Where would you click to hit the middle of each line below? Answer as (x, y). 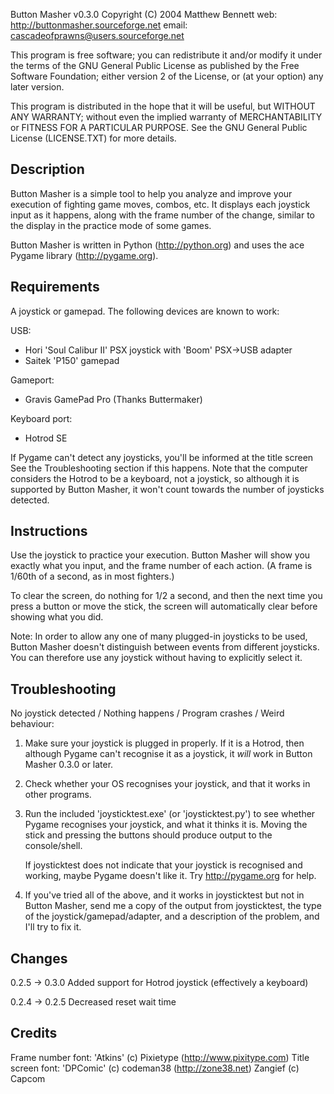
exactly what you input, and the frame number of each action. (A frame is (161, 566)
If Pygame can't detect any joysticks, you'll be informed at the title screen (162, 457)
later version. (37, 87)
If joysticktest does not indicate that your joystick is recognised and (163, 865)
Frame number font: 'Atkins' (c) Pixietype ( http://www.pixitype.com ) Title (160, 1057)
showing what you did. (57, 617)
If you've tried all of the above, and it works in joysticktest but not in (164, 895)
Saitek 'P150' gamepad (72, 360)
